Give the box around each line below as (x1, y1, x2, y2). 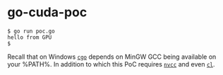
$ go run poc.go (7, 28, 55, 35)
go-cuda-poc (7, 4, 88, 21)
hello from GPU (7, 33, 52, 41)
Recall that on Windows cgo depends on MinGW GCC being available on (7, 52, 217, 61)
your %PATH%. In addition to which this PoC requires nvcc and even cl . (7, 59, 215, 68)
